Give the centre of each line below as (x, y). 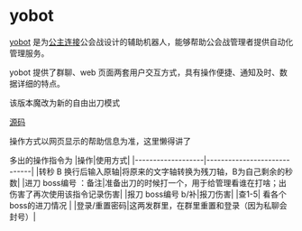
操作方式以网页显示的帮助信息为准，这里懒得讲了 (100, 141)
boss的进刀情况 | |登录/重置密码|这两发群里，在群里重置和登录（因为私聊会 (148, 205)
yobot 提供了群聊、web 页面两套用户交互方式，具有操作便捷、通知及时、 (145, 72)
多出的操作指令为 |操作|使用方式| (70, 160)
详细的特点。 (41, 83)
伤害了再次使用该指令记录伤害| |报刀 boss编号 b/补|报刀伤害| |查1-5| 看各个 (148, 194)
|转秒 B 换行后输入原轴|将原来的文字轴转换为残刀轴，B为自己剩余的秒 (164, 171)
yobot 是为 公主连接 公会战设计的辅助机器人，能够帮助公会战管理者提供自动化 (151, 42)
